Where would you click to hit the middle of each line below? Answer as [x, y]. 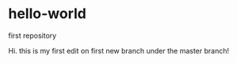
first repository [32, 35]
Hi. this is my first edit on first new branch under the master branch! [119, 50]
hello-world [48, 14]
